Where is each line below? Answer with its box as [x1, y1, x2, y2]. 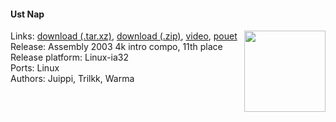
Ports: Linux [10, 62, 60, 74]
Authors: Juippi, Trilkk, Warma [10, 73, 135, 85]
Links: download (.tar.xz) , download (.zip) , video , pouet [10, 30, 238, 42]
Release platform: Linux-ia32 [10, 51, 130, 64]
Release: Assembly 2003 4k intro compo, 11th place [10, 41, 223, 53]
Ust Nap [10, 8, 45, 20]
